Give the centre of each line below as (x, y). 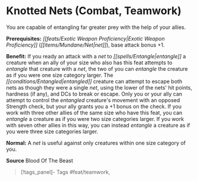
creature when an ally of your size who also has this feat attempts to (89, 62)
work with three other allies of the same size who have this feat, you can (94, 113)
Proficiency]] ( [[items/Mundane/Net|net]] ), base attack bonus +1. (85, 45)
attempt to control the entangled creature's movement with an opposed (93, 100)
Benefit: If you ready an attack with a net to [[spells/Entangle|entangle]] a (96, 56)
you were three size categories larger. (52, 131)
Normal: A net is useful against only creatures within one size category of (96, 143)
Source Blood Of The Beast (40, 160)
